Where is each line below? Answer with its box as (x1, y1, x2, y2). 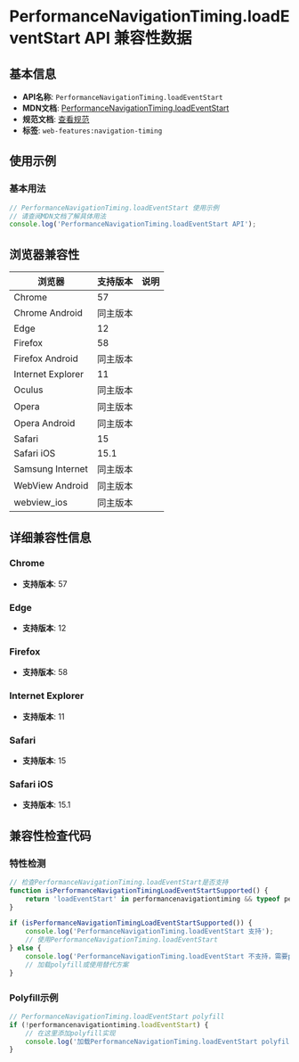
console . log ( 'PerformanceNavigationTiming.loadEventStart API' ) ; (9, 220, 256, 229)
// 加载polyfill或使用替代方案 (25, 960, 129, 969)
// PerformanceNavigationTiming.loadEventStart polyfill (9, 1012, 225, 1021)
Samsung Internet (13, 463, 89, 475)
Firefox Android (13, 352, 78, 365)
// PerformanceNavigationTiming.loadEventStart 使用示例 (9, 203, 220, 212)
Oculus (13, 383, 44, 396)
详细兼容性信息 (9, 530, 92, 545)
